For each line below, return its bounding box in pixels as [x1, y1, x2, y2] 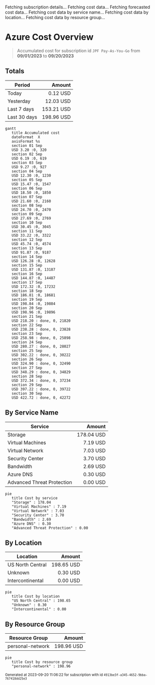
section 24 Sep [11, 339, 42, 345]
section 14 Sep [11, 254, 42, 259]
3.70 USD [83, 455, 106, 462]
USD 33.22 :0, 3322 [11, 233, 51, 238]
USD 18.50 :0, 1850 [11, 190, 51, 195]
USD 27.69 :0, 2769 [11, 216, 51, 221]
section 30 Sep [11, 391, 42, 396]
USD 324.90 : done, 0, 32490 [11, 361, 71, 366]
